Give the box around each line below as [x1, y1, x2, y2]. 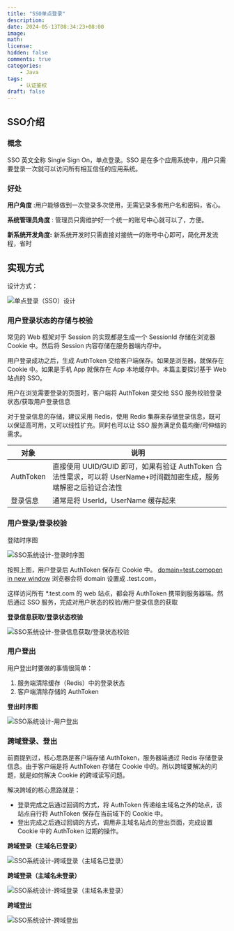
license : [7, 43, 33, 50]
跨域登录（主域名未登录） [7, 872, 81, 880]
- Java [19, 68, 39, 75]
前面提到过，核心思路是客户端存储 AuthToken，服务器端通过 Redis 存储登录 [7, 753, 224, 762]
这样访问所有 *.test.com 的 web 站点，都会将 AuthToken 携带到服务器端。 [7, 589, 217, 598]
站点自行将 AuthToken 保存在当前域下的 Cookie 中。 [17, 809, 167, 818]
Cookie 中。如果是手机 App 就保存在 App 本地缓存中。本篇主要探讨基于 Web [7, 365, 227, 374]
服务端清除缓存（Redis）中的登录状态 [17, 679, 125, 687]
